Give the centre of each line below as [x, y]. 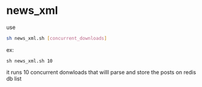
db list [14, 79]
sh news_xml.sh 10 [29, 61]
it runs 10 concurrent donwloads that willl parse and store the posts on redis [101, 72]
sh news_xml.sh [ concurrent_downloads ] [57, 38]
